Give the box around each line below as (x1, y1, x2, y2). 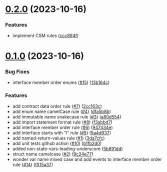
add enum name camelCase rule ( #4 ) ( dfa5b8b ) (12, 108, 111, 114)
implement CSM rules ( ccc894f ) (12, 32, 79, 38)
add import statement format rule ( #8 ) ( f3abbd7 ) (12, 119, 112, 125)
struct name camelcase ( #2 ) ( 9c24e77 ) (12, 151, 93, 157)
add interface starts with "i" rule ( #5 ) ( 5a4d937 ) (12, 130, 111, 136)
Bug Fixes (5, 68, 30, 75)
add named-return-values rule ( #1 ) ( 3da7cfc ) (12, 135, 105, 141)
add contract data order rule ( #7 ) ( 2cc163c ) (12, 103, 102, 109)
